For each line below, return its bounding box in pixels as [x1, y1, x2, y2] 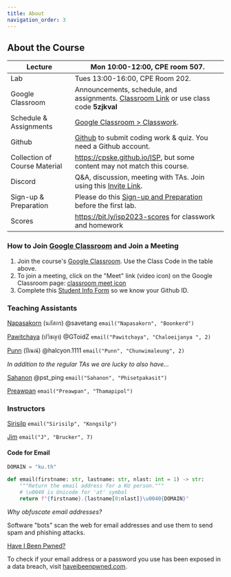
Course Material [10, 161, 63, 171]
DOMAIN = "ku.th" [7, 464, 57, 471]
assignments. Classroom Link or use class [74, 93, 210, 103]
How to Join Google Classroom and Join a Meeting [7, 241, 179, 251]
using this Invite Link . [74, 181, 143, 191]
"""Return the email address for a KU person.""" [19, 482, 165, 490]
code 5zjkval [74, 102, 118, 112]
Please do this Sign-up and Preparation [74, 192, 203, 202]
